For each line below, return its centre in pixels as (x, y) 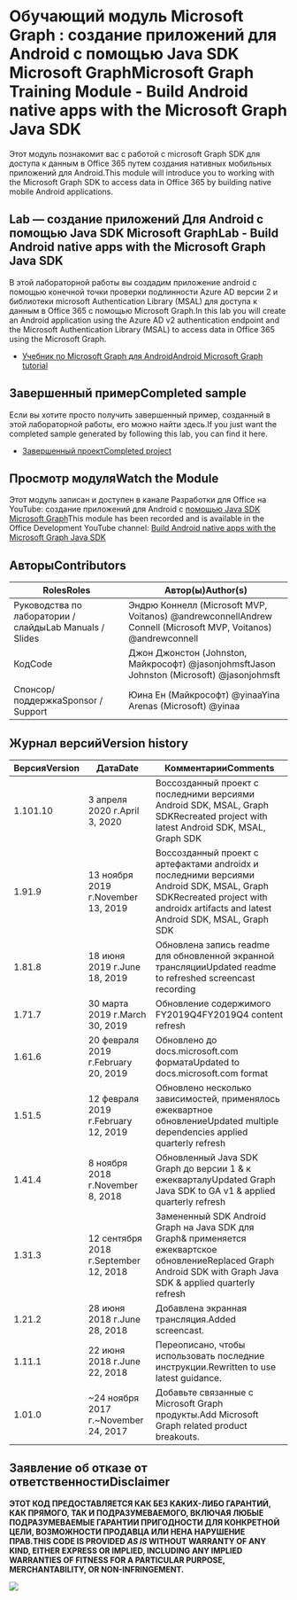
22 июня (107, 1350)
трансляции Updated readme (216, 967)
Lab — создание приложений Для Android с (136, 219)
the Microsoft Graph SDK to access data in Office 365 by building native (141, 182)
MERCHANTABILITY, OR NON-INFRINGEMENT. (96, 1569)
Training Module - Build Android (129, 92)
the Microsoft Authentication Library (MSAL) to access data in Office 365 (142, 329)
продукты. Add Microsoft (207, 1414)
